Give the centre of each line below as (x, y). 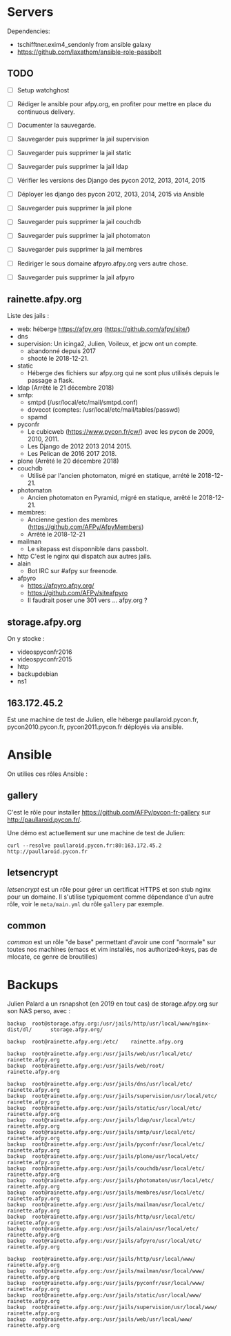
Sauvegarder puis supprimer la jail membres (80, 250)
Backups (33, 985)
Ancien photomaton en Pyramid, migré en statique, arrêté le (112, 498)
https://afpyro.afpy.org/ (61, 586)
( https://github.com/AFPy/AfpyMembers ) (86, 527)
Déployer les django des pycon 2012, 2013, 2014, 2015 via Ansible (111, 195)
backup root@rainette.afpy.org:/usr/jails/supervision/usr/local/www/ (112, 1308)
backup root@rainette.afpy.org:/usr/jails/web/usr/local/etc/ (100, 1054)
